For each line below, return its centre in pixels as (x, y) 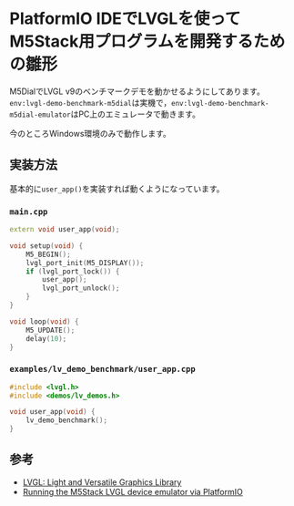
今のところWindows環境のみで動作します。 (90, 133)
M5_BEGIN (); (48, 254)
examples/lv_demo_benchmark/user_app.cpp (102, 369)
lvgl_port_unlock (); (81, 288)
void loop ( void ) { (44, 321)
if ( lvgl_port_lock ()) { (73, 271)
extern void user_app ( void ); (65, 230)
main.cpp (29, 212)
